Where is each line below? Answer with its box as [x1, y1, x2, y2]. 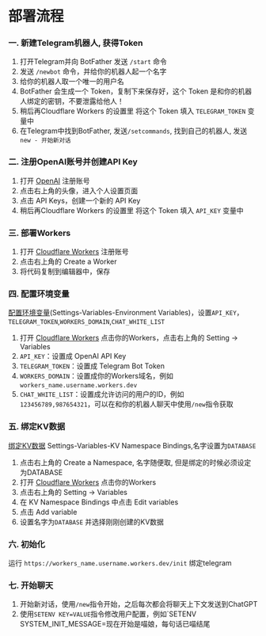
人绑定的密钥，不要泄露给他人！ [19, 97, 124, 106]
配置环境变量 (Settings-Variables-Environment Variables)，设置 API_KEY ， [8, 308, 244, 318]
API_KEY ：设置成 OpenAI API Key [19, 352, 127, 361]
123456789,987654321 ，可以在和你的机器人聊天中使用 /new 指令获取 [19, 399, 234, 409]
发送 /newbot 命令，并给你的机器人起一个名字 [19, 67, 167, 76]
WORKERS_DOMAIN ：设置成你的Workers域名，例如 [19, 371, 174, 381]
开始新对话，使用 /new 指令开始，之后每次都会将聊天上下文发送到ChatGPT [19, 600, 258, 609]
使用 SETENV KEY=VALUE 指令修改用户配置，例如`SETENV [19, 609, 196, 619]
